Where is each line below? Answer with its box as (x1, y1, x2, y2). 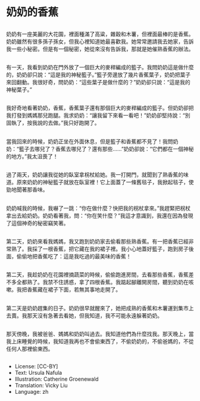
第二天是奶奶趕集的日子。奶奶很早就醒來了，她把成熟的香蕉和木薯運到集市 (6, 304, 189, 311)
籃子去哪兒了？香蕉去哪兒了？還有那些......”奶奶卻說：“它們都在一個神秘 (18, 145, 194, 152)
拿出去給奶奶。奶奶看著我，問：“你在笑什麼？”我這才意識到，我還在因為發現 (6, 212, 193, 219)
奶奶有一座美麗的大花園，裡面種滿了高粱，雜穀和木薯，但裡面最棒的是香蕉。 (6, 30, 194, 38)
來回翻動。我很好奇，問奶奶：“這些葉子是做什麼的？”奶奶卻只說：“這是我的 (6, 78, 190, 85)
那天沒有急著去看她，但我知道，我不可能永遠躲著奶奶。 (26, 311, 162, 319)
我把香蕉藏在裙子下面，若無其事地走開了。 (16, 286, 121, 293)
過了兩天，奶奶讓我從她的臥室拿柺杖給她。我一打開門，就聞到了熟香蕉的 (6, 171, 183, 178)
